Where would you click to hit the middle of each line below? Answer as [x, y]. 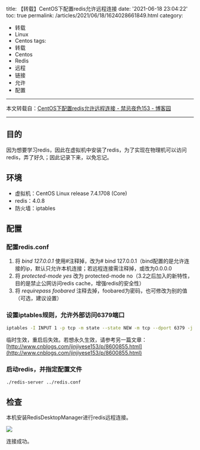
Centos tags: [30, 41]
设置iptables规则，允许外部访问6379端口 [65, 315]
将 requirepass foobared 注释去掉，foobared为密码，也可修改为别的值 [101, 291]
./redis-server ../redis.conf [44, 382]
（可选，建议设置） [38, 298]
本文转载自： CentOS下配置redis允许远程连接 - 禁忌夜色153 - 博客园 [89, 108]
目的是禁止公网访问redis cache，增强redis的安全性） [79, 284]
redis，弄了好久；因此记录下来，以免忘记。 [59, 157]
